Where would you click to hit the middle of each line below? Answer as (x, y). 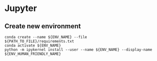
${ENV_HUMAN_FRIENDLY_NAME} (33, 54)
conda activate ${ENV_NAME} (33, 46)
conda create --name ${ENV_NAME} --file (46, 37)
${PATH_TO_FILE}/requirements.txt (39, 41)
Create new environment (43, 26)
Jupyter (21, 8)
